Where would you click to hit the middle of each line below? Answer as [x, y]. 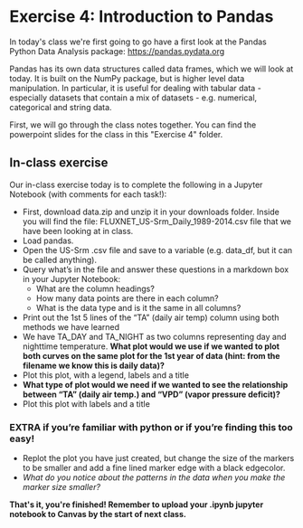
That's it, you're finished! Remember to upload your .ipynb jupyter [137, 504]
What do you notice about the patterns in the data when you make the [154, 477]
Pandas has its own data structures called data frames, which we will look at [151, 69]
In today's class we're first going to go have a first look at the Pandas [138, 42]
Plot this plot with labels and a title [86, 403]
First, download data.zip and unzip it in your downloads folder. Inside [151, 212]
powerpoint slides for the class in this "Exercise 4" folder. [116, 134]
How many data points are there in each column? [127, 298]
